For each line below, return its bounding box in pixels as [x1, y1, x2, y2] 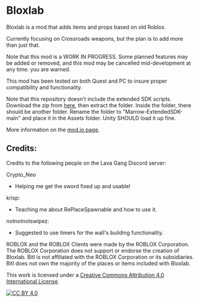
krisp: [6, 194, 20, 201]
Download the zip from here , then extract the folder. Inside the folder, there [6, 101, 192, 108]
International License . [6, 277, 60, 285]
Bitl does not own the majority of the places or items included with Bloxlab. [6, 259, 191, 267]
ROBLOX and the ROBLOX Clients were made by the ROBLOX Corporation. [6, 240, 190, 247]
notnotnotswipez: [6, 217, 50, 225]
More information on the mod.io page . [6, 126, 100, 133]
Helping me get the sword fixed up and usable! [14, 182, 131, 189]
